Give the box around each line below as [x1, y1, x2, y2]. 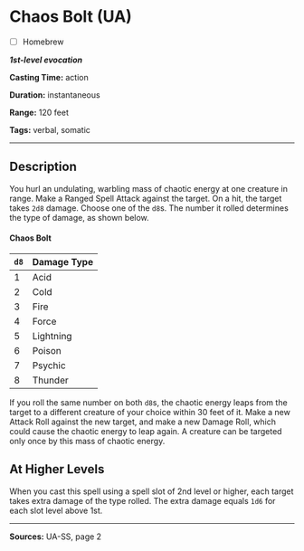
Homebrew [22, 36, 64, 47]
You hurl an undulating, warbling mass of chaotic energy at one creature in [9, 183, 288, 194]
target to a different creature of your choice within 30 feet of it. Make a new [9, 407, 291, 418]
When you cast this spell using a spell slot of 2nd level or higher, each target [9, 486, 294, 497]
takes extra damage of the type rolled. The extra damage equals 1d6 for [9, 495, 276, 506]
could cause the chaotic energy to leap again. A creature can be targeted [9, 426, 282, 437]
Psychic [32, 359, 66, 372]
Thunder [32, 374, 70, 386]
